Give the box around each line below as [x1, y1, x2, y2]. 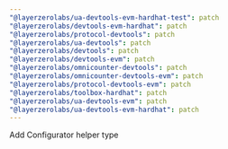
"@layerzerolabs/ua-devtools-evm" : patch [9, 96, 168, 106]
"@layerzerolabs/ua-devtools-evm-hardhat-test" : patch [9, 13, 220, 22]
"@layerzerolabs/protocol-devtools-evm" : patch [9, 80, 192, 89]
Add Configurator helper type [9, 129, 119, 140]
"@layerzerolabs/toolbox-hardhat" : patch [9, 88, 168, 97]
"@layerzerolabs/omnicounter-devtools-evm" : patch [9, 72, 204, 81]
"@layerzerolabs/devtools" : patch [9, 47, 140, 56]
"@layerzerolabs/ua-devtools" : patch [9, 38, 151, 48]
